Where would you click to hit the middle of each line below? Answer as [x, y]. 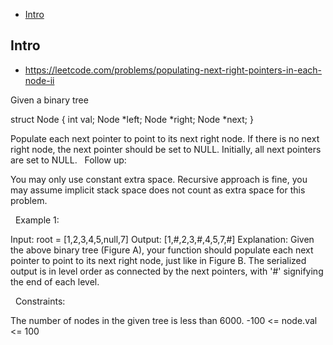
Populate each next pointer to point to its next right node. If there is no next [165, 138]
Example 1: [37, 220]
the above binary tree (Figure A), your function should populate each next [162, 250]
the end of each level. [55, 281]
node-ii [39, 80]
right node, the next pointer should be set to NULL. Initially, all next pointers [166, 149]
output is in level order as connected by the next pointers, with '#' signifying [167, 271]
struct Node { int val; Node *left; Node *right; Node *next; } [132, 119]
